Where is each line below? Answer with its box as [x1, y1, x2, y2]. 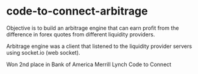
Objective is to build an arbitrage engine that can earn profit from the [6, 24, 179, 32]
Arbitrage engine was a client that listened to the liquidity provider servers [6, 42, 193, 50]
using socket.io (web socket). [6, 49, 80, 56]
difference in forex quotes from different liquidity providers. [6, 30, 155, 38]
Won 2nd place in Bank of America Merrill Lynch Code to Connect [6, 61, 172, 68]
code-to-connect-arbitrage [6, 4, 148, 18]
